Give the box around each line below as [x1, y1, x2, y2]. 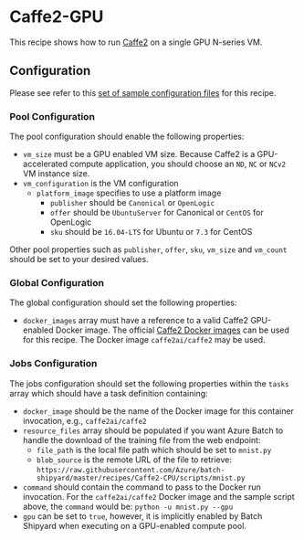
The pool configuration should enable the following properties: [9, 131, 245, 143]
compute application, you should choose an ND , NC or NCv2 [69, 158, 286, 170]
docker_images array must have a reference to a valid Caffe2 [22, 315, 249, 326]
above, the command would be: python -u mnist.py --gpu [22, 501, 234, 512]
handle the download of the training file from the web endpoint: [22, 434, 261, 445]
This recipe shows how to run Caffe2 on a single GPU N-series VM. [9, 37, 263, 48]
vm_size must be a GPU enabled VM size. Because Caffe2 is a [22, 149, 256, 160]
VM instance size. [22, 168, 90, 179]
